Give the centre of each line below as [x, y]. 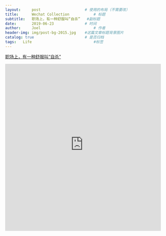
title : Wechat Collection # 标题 [55, 14]
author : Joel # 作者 [55, 28]
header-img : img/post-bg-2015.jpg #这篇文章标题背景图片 [64, 33]
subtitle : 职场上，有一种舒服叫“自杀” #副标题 [53, 19]
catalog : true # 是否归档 [55, 38]
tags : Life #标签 [54, 42]
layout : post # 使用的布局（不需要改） [67, 10]
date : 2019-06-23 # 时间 [51, 24]
